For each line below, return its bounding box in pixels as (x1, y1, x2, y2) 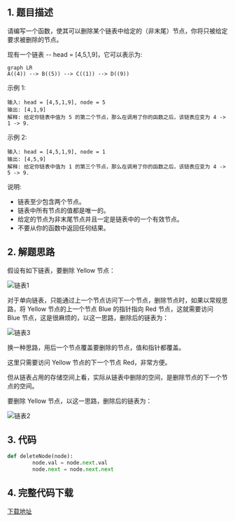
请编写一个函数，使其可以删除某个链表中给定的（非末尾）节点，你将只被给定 (7, 27, 228, 35)
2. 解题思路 (7, 246, 55, 258)
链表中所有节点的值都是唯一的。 (17, 206, 110, 214)
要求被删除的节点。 (7, 35, 63, 43)
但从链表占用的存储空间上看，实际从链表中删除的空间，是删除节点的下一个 (7, 373, 222, 381)
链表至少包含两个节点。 (17, 197, 85, 205)
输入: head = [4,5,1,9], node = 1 (7, 148, 106, 156)
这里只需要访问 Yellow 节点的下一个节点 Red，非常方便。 (7, 358, 171, 366)
